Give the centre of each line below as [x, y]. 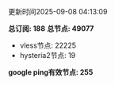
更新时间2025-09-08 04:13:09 [58, 12]
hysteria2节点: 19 [48, 55]
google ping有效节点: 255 [51, 72]
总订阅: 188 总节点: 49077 [51, 29]
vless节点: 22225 [48, 45]
